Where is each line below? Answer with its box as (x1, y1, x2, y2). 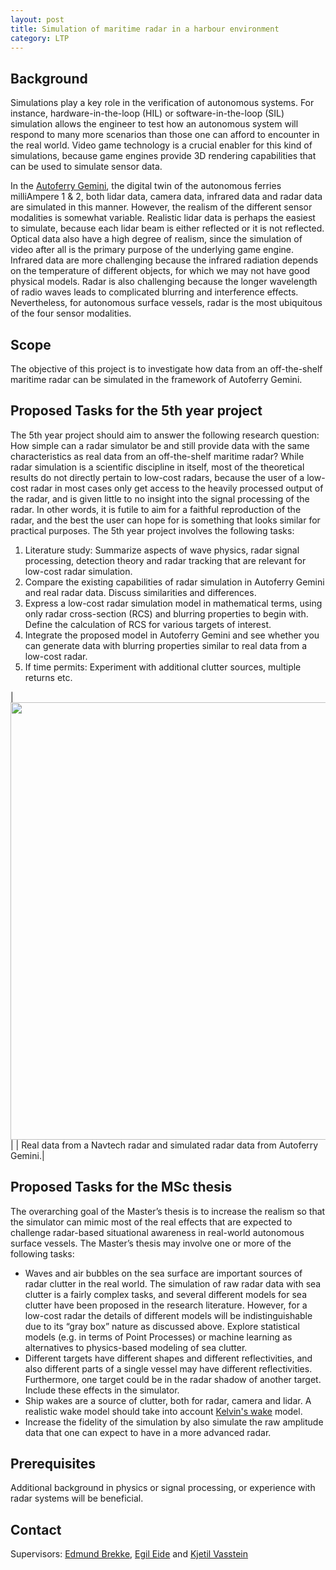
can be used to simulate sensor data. (10, 161, 163, 173)
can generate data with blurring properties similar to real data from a (24, 639, 308, 651)
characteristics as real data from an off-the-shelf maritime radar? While (10, 450, 305, 462)
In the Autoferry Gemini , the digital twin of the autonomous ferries (10, 180, 282, 192)
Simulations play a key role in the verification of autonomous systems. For (10, 97, 315, 109)
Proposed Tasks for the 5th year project (10, 402, 263, 420)
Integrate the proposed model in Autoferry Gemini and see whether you (24, 629, 320, 641)
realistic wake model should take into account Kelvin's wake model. (24, 1405, 303, 1417)
